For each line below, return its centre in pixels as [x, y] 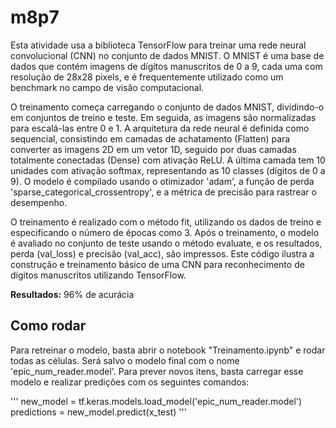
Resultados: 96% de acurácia [72, 294]
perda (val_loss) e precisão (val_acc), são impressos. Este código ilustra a [162, 253]
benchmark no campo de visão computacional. [107, 87]
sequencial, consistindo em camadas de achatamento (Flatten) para [150, 138]
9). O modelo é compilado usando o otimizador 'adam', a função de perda [162, 181]
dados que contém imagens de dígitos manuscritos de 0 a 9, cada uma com [166, 66]
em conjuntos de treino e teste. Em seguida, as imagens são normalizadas [163, 117]
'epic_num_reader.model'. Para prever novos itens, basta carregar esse [157, 371]
